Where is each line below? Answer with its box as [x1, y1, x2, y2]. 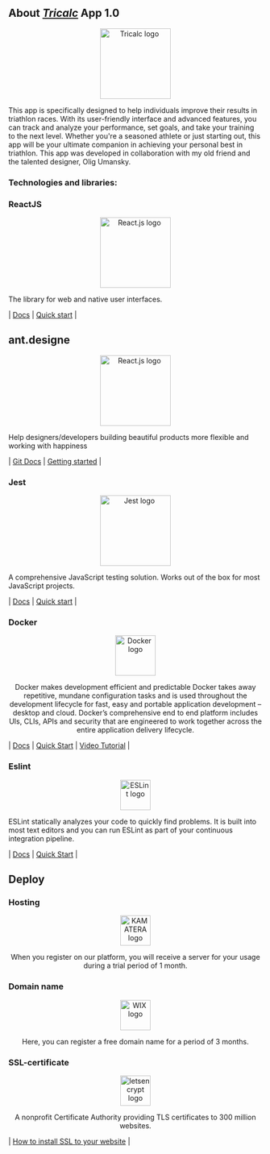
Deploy [8, 873, 45, 886]
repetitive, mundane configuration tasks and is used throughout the [23, 691, 247, 700]
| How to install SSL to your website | [8, 1136, 131, 1147]
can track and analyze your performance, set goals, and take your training [8, 122, 255, 132]
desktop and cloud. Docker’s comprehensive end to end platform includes [12, 708, 259, 718]
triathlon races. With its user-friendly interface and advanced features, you [8, 114, 257, 123]
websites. [119, 1121, 152, 1131]
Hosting [8, 897, 40, 908]
